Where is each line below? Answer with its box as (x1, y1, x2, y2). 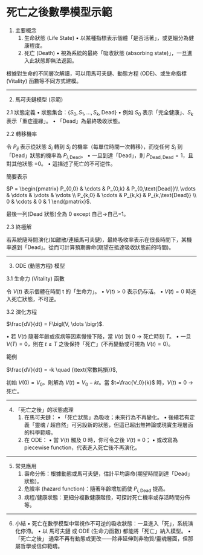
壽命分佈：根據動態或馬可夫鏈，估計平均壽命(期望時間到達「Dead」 (24, 470, 193, 478)
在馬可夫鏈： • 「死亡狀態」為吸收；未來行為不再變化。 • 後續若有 (24, 414, 190, 421)
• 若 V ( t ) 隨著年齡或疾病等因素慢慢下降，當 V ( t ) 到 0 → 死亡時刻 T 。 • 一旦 (6, 333, 192, 340)
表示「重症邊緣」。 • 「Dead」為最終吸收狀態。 (6, 117, 124, 125)
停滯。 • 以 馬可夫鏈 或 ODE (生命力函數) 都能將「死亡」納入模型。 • (20, 527, 192, 534)
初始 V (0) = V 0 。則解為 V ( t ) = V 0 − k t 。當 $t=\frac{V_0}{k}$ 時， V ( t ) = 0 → (6, 379, 193, 388)
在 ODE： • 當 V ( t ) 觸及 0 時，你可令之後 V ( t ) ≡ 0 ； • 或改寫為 (24, 437, 178, 444)
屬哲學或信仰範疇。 (14, 542, 63, 550)
